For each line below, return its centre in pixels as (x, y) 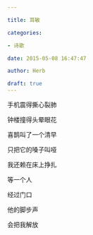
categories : (25, 32)
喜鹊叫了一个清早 (32, 134)
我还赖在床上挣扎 (32, 164)
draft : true (25, 84)
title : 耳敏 (24, 20)
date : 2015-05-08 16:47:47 (47, 58)
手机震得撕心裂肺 (32, 104)
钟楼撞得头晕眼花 (32, 120)
